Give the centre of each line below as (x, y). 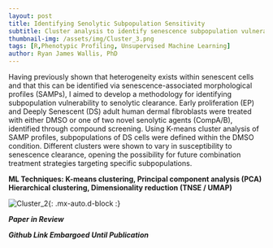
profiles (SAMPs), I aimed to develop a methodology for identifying (120, 94)
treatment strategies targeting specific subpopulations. (100, 163)
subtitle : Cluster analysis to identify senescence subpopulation (123, 31)
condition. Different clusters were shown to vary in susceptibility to (120, 146)
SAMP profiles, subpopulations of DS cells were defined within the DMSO (131, 137)
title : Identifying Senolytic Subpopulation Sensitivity (107, 24)
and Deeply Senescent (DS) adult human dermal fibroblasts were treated (130, 111)
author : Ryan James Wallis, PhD (63, 54)
